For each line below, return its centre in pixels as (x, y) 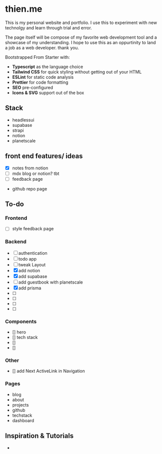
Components (21, 321)
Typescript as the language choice (47, 67)
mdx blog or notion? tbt (36, 173)
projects (21, 405)
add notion (29, 270)
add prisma (30, 288)
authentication (33, 253)
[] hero (19, 332)
